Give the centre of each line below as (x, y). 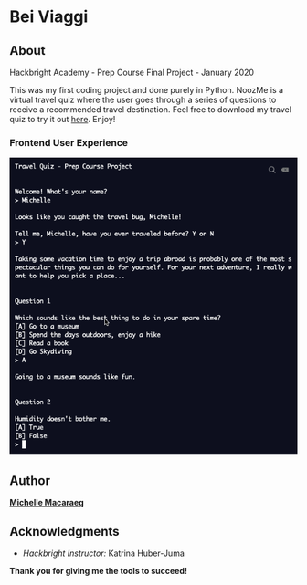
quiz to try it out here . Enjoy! (63, 119)
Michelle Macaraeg (47, 503)
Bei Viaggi (49, 17)
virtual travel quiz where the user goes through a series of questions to (143, 99)
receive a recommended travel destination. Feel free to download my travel (151, 110)
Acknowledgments (65, 531)
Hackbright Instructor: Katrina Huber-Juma (104, 553)
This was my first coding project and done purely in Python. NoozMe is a (147, 90)
